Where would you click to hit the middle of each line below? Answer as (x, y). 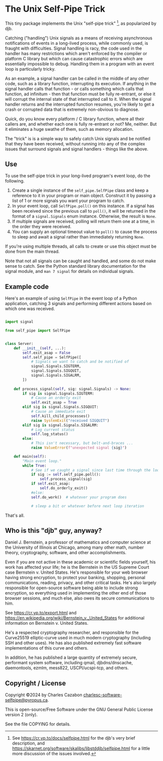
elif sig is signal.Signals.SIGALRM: (60, 425)
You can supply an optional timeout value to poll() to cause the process (85, 232)
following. (15, 181)
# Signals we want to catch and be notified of (80, 362)
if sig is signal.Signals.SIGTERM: (58, 393)
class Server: (19, 344)
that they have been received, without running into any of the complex (75, 144)
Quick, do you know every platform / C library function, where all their (75, 119)
